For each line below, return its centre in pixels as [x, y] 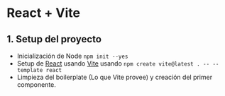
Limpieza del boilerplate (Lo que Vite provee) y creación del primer [115, 77]
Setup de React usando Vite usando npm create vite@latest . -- [113, 64]
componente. [36, 85]
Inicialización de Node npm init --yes [72, 56]
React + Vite [44, 13]
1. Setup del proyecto [54, 39]
